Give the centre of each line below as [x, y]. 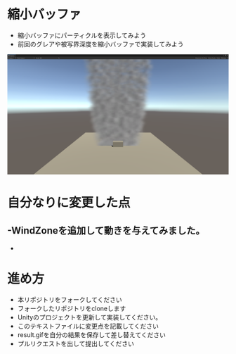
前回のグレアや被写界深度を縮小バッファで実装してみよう [100, 44]
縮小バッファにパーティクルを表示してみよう [82, 35]
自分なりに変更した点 [69, 202]
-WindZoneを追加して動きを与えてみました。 [106, 230]
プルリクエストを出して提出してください [76, 343]
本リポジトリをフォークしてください [70, 299]
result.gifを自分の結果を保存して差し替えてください [92, 334]
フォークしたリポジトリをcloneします [72, 308]
